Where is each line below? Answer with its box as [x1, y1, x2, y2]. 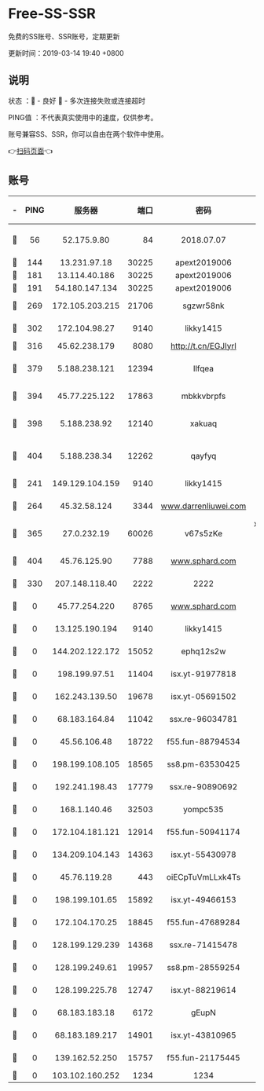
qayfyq [190, 450, 217, 461]
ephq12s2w [181, 646, 226, 657]
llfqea [192, 363, 214, 374]
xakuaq [189, 418, 218, 429]
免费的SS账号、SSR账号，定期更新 [8, 31, 120, 41]
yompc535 [183, 804, 224, 815]
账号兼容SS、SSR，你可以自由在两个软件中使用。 [8, 129, 168, 138]
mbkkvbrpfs [181, 390, 226, 401]
